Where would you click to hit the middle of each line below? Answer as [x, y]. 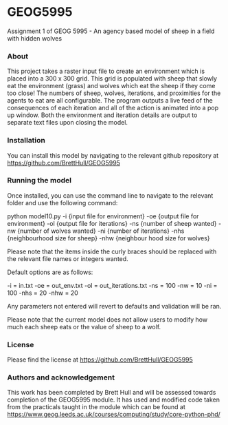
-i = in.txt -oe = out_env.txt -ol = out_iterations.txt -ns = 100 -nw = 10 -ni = [112, 285]
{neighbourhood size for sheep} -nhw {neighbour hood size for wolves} [109, 238]
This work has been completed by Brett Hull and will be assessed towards [112, 393]
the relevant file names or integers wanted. [68, 258]
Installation [26, 141]
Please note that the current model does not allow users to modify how [107, 319]
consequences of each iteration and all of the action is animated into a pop [113, 108]
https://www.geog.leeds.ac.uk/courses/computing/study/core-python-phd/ [114, 415]
